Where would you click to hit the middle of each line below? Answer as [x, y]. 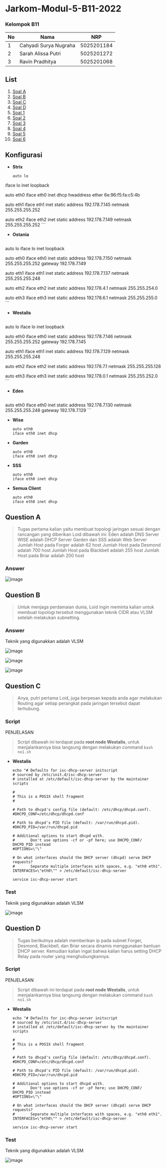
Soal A [19, 92]
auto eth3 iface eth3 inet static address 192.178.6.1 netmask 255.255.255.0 [82, 298]
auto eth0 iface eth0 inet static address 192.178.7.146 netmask [69, 337]
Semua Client [27, 488]
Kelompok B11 [22, 24]
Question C [23, 686]
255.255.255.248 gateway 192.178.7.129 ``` [48, 410]
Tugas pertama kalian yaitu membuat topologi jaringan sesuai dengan [89, 529]
